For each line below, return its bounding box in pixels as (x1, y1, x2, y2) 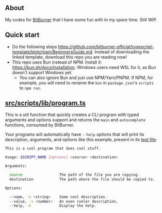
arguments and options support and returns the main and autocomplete (5, 117, 146, 123)
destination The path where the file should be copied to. (9, 177, 155, 181)
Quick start (5, 31, 40, 39)
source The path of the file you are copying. (9, 172, 140, 178)
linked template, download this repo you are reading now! (12, 54, 127, 60)
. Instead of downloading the (92, 49, 149, 55)
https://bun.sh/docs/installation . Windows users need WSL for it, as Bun (12, 64, 156, 70)
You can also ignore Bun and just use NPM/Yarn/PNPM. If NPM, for (19, 75, 154, 81)
